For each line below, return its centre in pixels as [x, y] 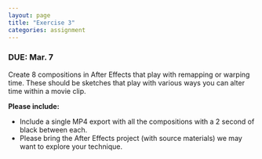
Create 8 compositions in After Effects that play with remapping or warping [129, 74]
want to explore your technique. [71, 146]
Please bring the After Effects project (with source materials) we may [131, 138]
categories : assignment [47, 30]
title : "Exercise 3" [42, 23]
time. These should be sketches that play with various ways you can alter [127, 82]
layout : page [29, 15]
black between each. [53, 129]
